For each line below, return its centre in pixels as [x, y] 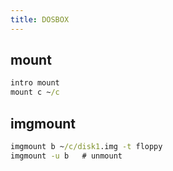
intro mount [35, 83]
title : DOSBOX [40, 19]
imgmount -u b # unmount [66, 156]
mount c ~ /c [35, 92]
